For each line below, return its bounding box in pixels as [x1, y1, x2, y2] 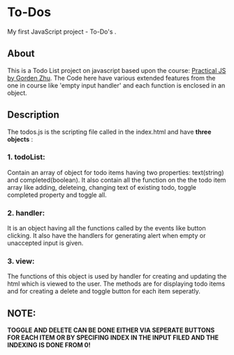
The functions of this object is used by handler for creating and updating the [7, 272, 227, 281]
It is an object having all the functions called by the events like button [7, 224, 206, 232]
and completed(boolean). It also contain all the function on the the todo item [7, 176, 226, 184]
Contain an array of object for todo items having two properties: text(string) [7, 168, 225, 176]
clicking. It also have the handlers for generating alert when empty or [7, 232, 206, 240]
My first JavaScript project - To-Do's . [7, 27, 117, 36]
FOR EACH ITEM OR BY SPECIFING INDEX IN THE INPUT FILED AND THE [7, 333, 219, 342]
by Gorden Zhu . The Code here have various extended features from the [7, 74, 216, 82]
